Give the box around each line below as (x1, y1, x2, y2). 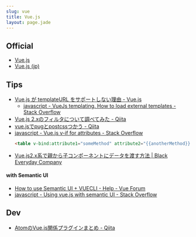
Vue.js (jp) (14, 62, 40, 70)
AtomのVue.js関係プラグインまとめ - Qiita (14, 224, 115, 231)
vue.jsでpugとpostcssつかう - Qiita (14, 123, 99, 130)
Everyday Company (14, 158, 63, 165)
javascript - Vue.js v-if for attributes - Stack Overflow (14, 130, 143, 136)
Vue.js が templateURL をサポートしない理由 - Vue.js (14, 96, 142, 103)
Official (6, 41, 33, 51)
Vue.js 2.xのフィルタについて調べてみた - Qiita (14, 116, 126, 123)
